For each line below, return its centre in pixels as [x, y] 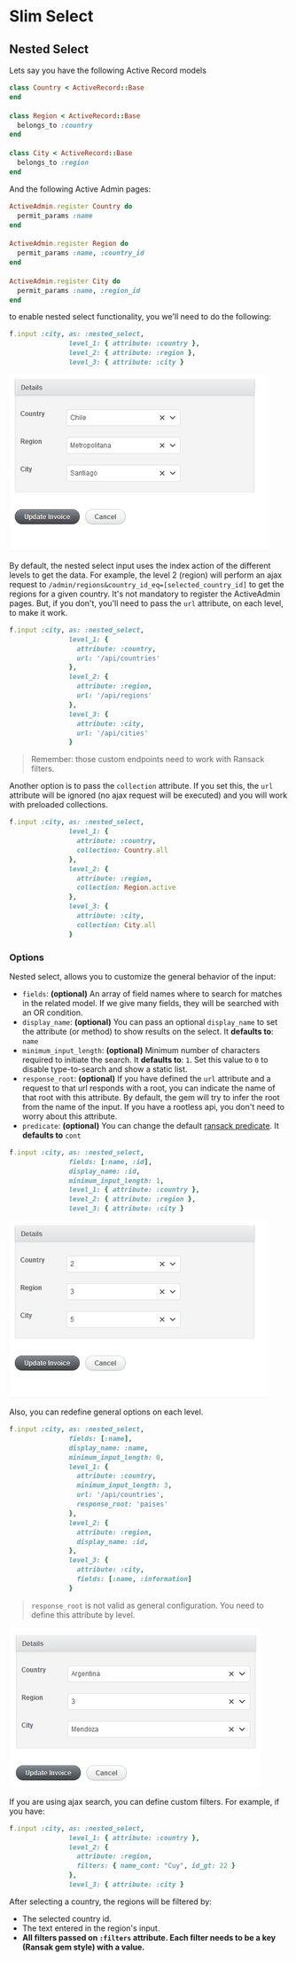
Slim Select [51, 16]
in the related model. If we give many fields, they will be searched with [150, 1003]
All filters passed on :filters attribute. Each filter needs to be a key [149, 1937]
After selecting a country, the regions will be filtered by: [111, 1902]
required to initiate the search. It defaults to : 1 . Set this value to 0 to [145, 1059]
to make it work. [39, 612]
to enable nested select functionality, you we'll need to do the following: [140, 317]
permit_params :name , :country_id [81, 253]
